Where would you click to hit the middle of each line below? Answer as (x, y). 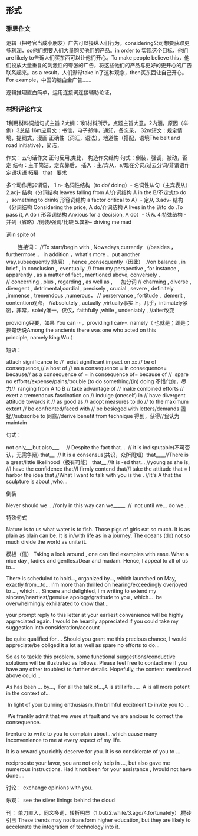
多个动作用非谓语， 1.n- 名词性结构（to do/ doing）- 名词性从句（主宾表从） (98, 185)
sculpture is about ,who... (37, 481)
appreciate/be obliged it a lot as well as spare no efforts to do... (83, 645)
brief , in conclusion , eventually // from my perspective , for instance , (93, 268)
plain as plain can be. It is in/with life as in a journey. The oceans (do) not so (98, 535)
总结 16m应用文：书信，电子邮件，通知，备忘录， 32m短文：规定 (99, 130)
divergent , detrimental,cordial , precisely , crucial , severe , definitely (90, 288)
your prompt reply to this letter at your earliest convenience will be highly (95, 615)
